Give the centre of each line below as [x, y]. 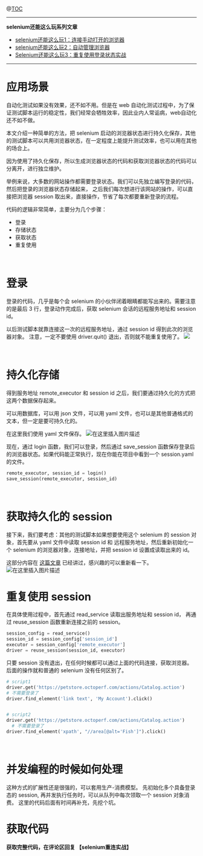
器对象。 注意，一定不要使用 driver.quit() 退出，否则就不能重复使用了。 [95, 336]
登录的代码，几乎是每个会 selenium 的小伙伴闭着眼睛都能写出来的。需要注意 [101, 301]
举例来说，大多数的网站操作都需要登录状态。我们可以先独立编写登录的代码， [101, 181]
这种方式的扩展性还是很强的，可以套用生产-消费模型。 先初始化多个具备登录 [101, 787]
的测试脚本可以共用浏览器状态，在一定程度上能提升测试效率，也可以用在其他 [101, 140]
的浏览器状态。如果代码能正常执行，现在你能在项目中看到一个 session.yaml [100, 454]
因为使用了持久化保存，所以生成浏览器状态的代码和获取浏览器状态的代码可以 [101, 161]
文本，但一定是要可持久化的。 [43, 421]
